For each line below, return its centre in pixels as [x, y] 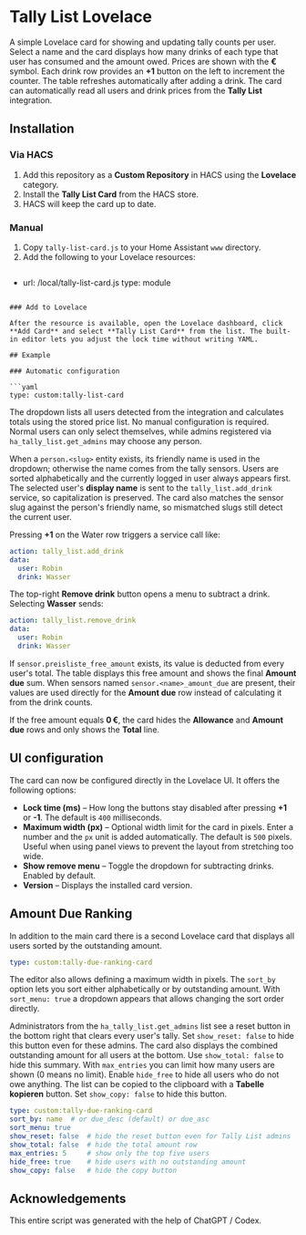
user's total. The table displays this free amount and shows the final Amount [153, 673]
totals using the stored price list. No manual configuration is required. [139, 421]
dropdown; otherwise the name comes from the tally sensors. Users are [144, 468]
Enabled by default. [59, 875]
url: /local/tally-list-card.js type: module [97, 282]
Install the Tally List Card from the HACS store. [110, 194]
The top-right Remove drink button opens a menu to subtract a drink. [140, 594]
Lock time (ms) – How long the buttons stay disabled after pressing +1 [154, 807]
